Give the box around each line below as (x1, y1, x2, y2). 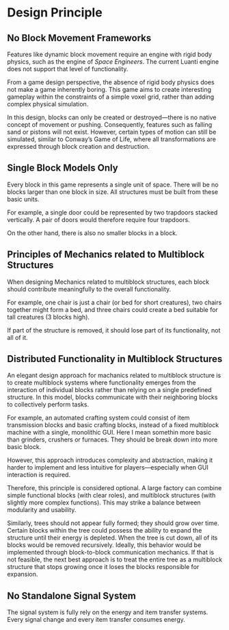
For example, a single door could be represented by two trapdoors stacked (7, 208, 218, 217)
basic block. (7, 443, 42, 451)
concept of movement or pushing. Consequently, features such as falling (7, 121, 213, 128)
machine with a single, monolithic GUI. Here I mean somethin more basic (7, 428, 212, 437)
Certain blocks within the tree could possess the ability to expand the (7, 526, 202, 535)
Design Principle (7, 5, 103, 21)
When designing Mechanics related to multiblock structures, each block (7, 278, 210, 286)
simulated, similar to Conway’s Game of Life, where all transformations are (7, 135, 217, 143)
